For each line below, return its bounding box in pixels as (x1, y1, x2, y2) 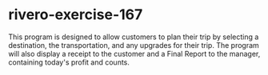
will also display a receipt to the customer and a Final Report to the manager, (8, 49, 261, 58)
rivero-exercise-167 (8, 6, 143, 24)
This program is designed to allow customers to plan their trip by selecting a (8, 32, 259, 41)
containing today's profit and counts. (8, 57, 130, 67)
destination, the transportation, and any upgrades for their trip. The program (8, 40, 260, 49)
